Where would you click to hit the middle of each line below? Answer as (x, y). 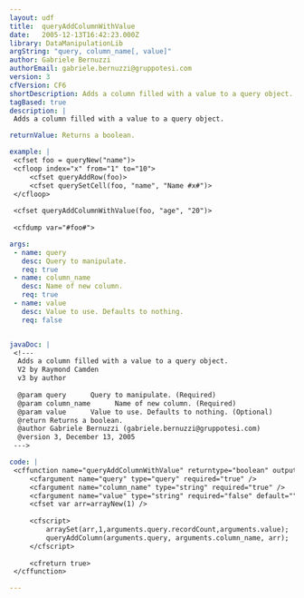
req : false (42, 320)
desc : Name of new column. (72, 287)
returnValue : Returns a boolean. (72, 136)
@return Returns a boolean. (71, 420)
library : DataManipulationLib (66, 43)
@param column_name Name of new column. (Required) (127, 403)
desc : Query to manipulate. (74, 261)
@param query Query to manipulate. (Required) (117, 395)
